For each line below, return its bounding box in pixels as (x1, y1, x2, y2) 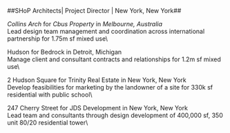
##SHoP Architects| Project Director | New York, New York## (7, 7, 182, 14)
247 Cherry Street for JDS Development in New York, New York (7, 104, 189, 112)
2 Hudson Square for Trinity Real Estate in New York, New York (7, 76, 186, 84)
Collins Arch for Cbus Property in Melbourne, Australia (7, 20, 163, 28)
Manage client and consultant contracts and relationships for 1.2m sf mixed (7, 55, 221, 63)
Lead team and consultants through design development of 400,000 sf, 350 (7, 111, 223, 119)
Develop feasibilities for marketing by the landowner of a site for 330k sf (7, 83, 213, 91)
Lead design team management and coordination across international (7, 28, 205, 35)
